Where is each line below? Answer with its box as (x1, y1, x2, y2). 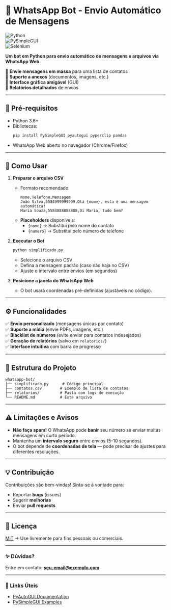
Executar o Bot (12, 238, 45, 244)
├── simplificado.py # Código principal (5, 381, 103, 386)
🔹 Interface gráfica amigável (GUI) (5, 79, 79, 85)
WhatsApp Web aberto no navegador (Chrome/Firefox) (12, 142, 128, 148)
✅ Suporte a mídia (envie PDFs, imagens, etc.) (5, 326, 103, 333)
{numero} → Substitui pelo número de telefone (27, 228, 124, 234)
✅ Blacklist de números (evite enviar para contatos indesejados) (5, 332, 141, 338)
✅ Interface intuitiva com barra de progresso (5, 343, 101, 350)
